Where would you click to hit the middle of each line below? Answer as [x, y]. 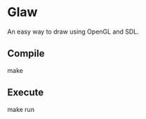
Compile [26, 54]
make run [21, 109]
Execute [26, 93]
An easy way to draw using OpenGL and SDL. [73, 31]
